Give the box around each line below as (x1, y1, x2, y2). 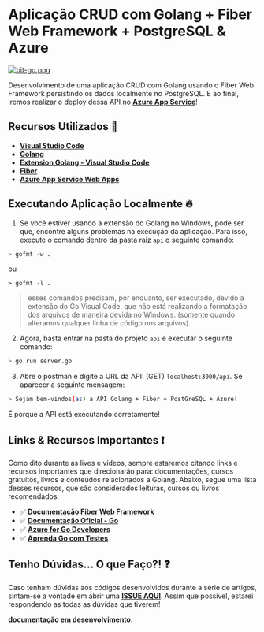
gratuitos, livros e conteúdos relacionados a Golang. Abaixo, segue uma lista (8, 475, 257, 484)
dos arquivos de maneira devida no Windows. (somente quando (27, 310, 236, 320)
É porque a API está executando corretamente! (8, 410, 160, 419)
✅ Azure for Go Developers (19, 525, 110, 533)
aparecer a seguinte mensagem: (19, 380, 125, 389)
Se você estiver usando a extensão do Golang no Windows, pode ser (19, 218, 244, 228)
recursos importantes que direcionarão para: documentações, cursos (8, 467, 234, 476)
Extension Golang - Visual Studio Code (19, 158, 150, 167)
